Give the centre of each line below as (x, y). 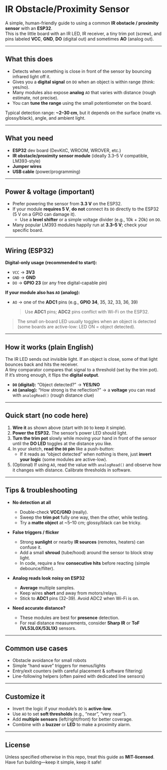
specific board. (28, 230)
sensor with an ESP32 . (29, 28)
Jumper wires (27, 166)
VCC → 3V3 (24, 272)
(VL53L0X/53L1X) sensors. (48, 628)
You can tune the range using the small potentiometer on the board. (82, 103)
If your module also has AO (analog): (43, 293)
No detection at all (32, 502)
